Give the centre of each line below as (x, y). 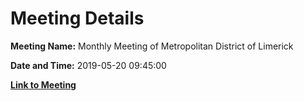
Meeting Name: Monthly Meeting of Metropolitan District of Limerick (152, 46)
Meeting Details (77, 18)
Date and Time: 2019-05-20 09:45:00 (88, 65)
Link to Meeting (43, 84)
